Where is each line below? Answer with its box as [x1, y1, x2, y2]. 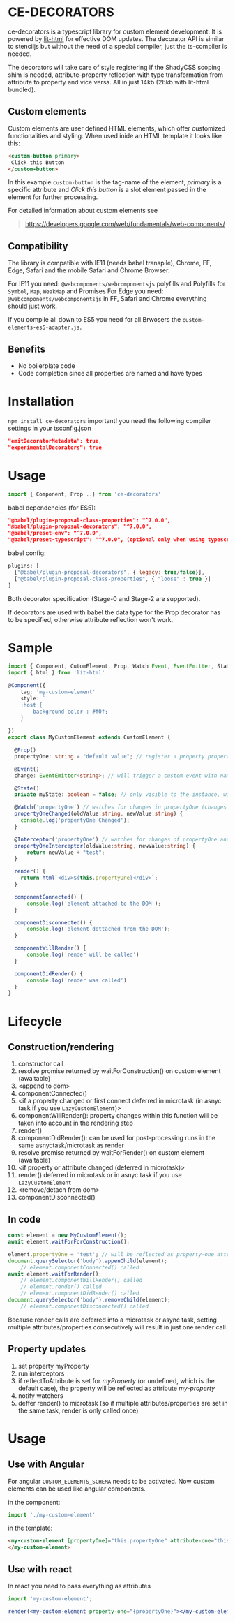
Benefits [8, 343, 46, 355]
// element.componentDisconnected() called [20, 1303, 149, 1310]
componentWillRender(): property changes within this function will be [17, 1112, 218, 1120]
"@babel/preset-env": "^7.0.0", [8, 530, 102, 537]
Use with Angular [8, 1459, 85, 1470]
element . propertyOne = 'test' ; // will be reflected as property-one [8, 1251, 215, 1258]
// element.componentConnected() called [20, 1264, 139, 1271]
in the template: [8, 1524, 53, 1533]
